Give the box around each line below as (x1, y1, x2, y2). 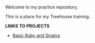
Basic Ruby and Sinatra (12, 33, 60, 38)
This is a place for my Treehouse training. (5, 14, 91, 19)
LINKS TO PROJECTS (5, 23, 50, 29)
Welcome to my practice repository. (5, 4, 79, 10)
